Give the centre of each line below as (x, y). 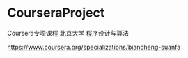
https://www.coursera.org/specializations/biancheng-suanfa (94, 47)
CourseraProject (56, 13)
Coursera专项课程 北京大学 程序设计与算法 (68, 33)
